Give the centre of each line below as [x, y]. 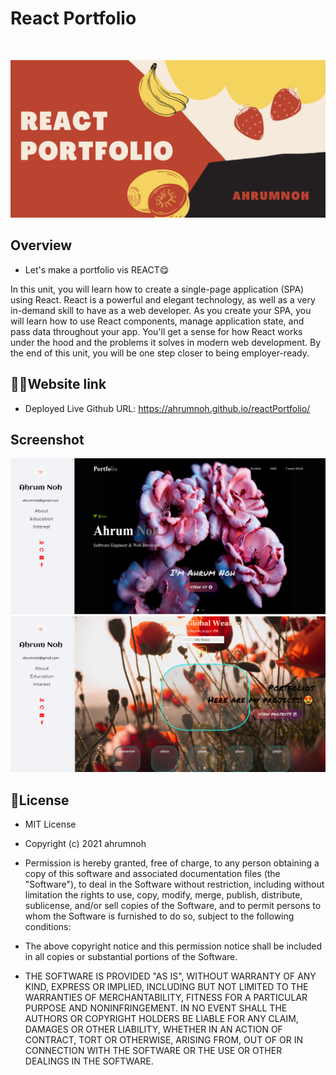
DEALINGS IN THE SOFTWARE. [89, 1061]
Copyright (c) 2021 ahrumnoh [85, 844]
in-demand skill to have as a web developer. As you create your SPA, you [161, 310]
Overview [41, 245]
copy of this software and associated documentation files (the [152, 874]
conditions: [48, 927]
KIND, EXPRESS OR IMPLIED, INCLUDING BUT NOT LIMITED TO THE [166, 987]
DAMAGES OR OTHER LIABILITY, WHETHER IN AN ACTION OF [153, 1029]
